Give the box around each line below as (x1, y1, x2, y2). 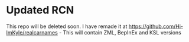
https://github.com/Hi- (128, 23, 183, 30)
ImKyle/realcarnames (6, 29, 58, 36)
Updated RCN (6, 3, 74, 17)
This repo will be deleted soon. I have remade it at (6, 23, 128, 30)
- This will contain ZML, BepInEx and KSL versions (58, 29, 181, 36)
